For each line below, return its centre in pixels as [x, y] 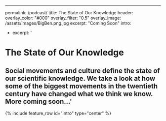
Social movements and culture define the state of [83, 71]
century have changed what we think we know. [79, 94]
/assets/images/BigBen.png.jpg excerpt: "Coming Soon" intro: [68, 23]
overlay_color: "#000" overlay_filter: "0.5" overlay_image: [63, 18]
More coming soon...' [39, 101]
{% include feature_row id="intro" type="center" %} [58, 113]
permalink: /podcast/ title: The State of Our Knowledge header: [69, 13]
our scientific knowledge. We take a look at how [80, 78]
